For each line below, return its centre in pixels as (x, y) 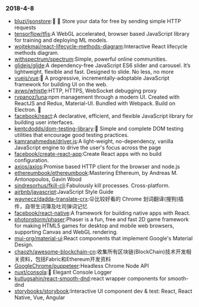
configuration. (31, 160)
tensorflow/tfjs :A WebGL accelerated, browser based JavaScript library (102, 34)
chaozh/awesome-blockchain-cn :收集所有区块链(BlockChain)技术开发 (100, 252)
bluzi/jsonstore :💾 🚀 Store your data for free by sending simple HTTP (97, 21)
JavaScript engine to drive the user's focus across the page (88, 148)
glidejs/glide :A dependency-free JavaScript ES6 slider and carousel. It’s (102, 65)
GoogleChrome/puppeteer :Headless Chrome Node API (82, 266)
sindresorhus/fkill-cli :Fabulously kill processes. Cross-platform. (92, 186)
